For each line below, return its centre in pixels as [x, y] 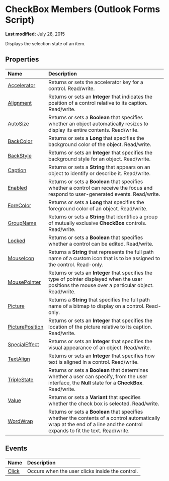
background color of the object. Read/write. [100, 144]
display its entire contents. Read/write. [94, 130]
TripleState [21, 379]
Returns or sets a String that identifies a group [103, 216]
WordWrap [21, 421]
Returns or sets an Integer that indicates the [100, 97]
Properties [22, 60]
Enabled [17, 188]
